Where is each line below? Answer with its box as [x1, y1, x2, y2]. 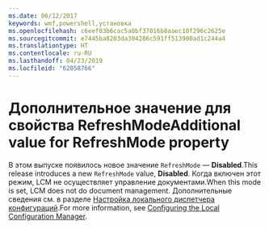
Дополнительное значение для [8, 98, 232, 117]
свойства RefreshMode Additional [8, 116, 241, 134]
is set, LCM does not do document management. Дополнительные [8, 185, 233, 195]
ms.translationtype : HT [8, 42, 89, 50]
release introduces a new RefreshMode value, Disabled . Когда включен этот [8, 169, 261, 178]
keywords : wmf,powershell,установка [8, 19, 132, 27]
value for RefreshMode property [8, 133, 229, 152]
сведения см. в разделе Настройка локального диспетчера [8, 194, 216, 204]
